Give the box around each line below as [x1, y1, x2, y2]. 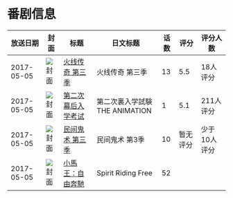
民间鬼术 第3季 [96, 134, 146, 144]
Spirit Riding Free [96, 168, 153, 177]
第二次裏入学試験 [96, 96, 153, 106]
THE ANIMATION [96, 105, 152, 115]
